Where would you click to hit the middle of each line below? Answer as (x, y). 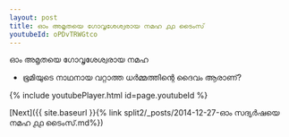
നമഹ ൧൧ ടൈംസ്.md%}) (56, 123)
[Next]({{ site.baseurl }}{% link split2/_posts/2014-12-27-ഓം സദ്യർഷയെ (144, 113)
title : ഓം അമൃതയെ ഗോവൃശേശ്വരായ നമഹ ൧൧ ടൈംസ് (107, 26)
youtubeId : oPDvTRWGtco (54, 34)
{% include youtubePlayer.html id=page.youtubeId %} (109, 96)
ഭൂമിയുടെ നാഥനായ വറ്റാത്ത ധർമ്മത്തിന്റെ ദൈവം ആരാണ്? (132, 78)
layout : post (34, 17)
